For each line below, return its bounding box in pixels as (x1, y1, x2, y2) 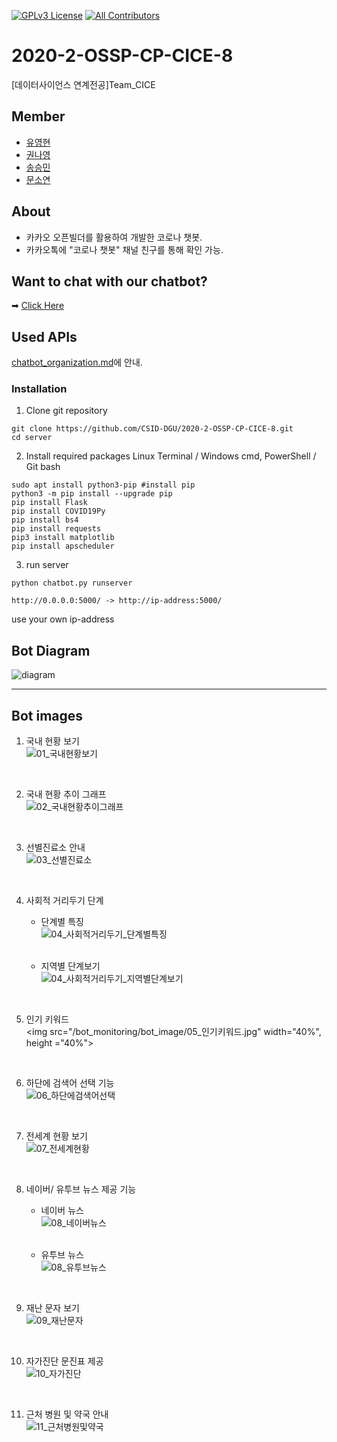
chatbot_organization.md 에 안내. (11, 356, 143, 369)
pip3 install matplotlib (11, 533, 115, 543)
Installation (11, 382, 68, 396)
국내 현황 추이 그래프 (25, 788, 107, 800)
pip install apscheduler (11, 541, 115, 552)
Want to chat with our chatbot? (11, 273, 208, 290)
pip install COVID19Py (11, 506, 106, 517)
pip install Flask (11, 498, 88, 508)
